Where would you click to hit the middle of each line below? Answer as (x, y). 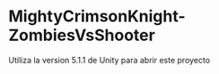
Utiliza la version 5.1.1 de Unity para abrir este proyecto (109, 60)
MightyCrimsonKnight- (97, 16)
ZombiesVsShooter (82, 35)
